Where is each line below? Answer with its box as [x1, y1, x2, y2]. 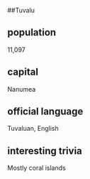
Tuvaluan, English [7, 124, 59, 133]
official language [7, 106, 84, 118]
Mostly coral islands [7, 163, 66, 173]
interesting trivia [7, 145, 83, 157]
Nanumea [7, 85, 36, 93]
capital [7, 66, 39, 78]
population [7, 26, 57, 38]
